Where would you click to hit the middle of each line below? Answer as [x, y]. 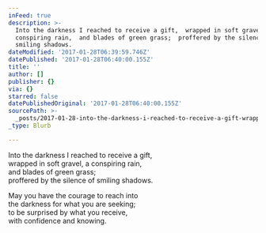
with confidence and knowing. [57, 220]
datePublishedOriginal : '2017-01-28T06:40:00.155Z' [95, 103]
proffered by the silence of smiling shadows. [81, 180]
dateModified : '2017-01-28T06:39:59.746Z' [79, 52]
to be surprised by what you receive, [68, 212]
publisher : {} [32, 81]
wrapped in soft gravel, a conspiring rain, [75, 163]
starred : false [33, 96]
